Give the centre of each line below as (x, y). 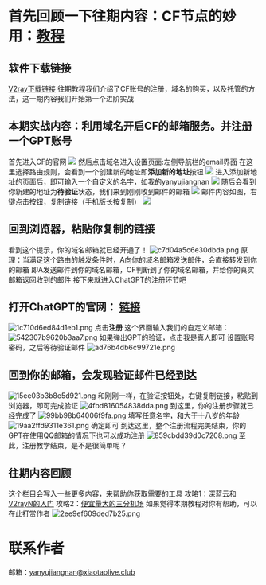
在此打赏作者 (29, 513)
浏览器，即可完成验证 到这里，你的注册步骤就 (127, 406)
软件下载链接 (40, 68)
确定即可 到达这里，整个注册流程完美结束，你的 (168, 426)
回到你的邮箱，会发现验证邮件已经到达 (102, 375)
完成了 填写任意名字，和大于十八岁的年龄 (127, 415)
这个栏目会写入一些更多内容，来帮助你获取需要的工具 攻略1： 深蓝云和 (122, 493)
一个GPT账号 (40, 141)
